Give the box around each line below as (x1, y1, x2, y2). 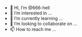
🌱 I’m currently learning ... (9, 15, 63, 21)
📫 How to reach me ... (9, 26, 56, 32)
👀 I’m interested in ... (9, 10, 52, 16)
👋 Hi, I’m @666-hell (9, 5, 50, 10)
